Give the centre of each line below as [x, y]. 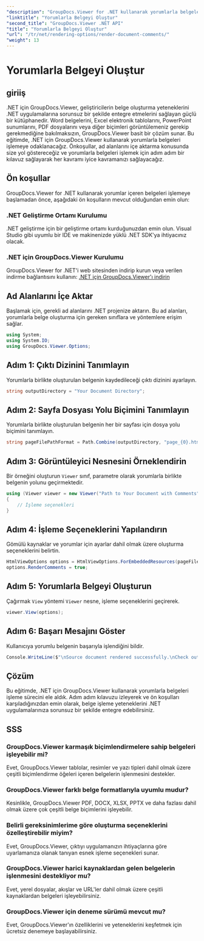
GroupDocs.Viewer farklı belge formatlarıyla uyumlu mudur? [97, 789]
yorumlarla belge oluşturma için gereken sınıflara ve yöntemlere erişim [94, 317]
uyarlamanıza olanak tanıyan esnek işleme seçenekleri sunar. [83, 853]
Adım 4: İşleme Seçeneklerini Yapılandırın [87, 530]
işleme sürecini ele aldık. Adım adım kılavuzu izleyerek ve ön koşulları [93, 697]
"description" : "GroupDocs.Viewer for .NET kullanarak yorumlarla [92, 12]
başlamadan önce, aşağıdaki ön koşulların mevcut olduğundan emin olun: [98, 199]
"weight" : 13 [23, 40]
